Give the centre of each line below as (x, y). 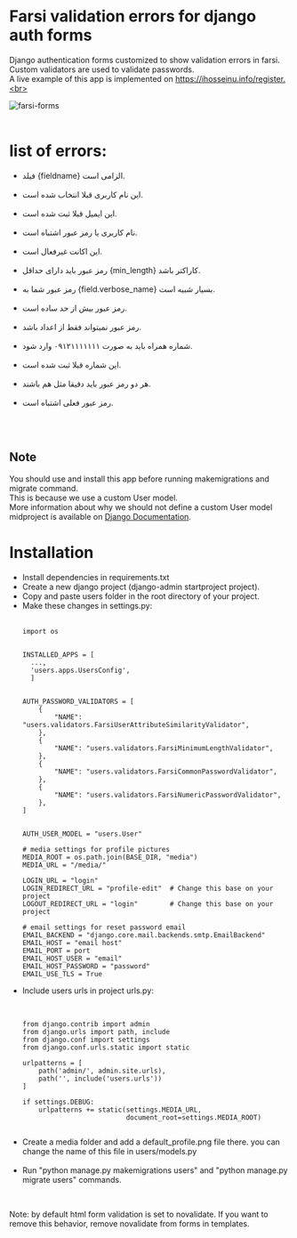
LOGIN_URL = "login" (60, 880)
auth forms (51, 35)
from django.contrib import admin (86, 1024)
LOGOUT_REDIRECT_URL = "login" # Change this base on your (148, 904)
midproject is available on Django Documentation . (100, 516)
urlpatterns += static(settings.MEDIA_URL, (120, 1110)
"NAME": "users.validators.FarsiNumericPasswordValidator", (168, 795)
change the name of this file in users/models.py (109, 1151)
